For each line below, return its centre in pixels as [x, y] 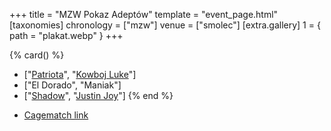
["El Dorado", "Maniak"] [72, 85]
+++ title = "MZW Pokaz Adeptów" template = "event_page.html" [144, 14]
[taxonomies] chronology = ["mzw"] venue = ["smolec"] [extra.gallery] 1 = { [165, 25]
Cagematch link [56, 115]
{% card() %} [37, 55]
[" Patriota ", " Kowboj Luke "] [80, 74]
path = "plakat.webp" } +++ [66, 35]
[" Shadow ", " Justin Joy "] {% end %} [98, 95]
